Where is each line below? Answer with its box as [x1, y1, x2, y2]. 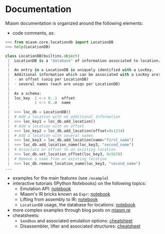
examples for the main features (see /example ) [12, 175, 109, 181]
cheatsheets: [12, 212, 40, 218]
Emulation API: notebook [20, 185, 71, 192]
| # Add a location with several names [7, 133, 94, 138]
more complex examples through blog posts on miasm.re [12, 207, 131, 213]
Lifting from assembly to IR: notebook [20, 196, 98, 202]
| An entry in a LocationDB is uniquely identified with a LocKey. [7, 67, 154, 72]
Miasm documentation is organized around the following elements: [5, 20, 143, 26]
